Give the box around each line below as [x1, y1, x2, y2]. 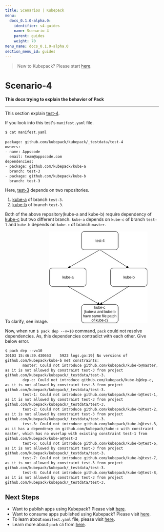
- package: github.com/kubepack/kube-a [5, 164, 86, 169]
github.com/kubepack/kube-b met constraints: [5, 358, 99, 363]
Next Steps [5, 493, 40, 501]
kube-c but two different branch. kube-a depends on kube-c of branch [5, 216, 145, 222]
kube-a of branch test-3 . [12, 197, 63, 202]
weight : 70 [14, 39, 36, 44]
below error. [5, 338, 30, 344]
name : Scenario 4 [14, 28, 49, 34]
